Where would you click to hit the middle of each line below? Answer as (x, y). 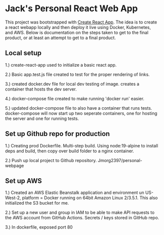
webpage (15, 165)
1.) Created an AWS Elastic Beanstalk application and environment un (75, 193)
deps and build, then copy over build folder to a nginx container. (70, 151)
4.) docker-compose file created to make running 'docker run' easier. (75, 98)
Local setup (23, 53)
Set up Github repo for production (58, 134)
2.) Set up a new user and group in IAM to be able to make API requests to (80, 212)
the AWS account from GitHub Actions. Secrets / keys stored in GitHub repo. (82, 218)
